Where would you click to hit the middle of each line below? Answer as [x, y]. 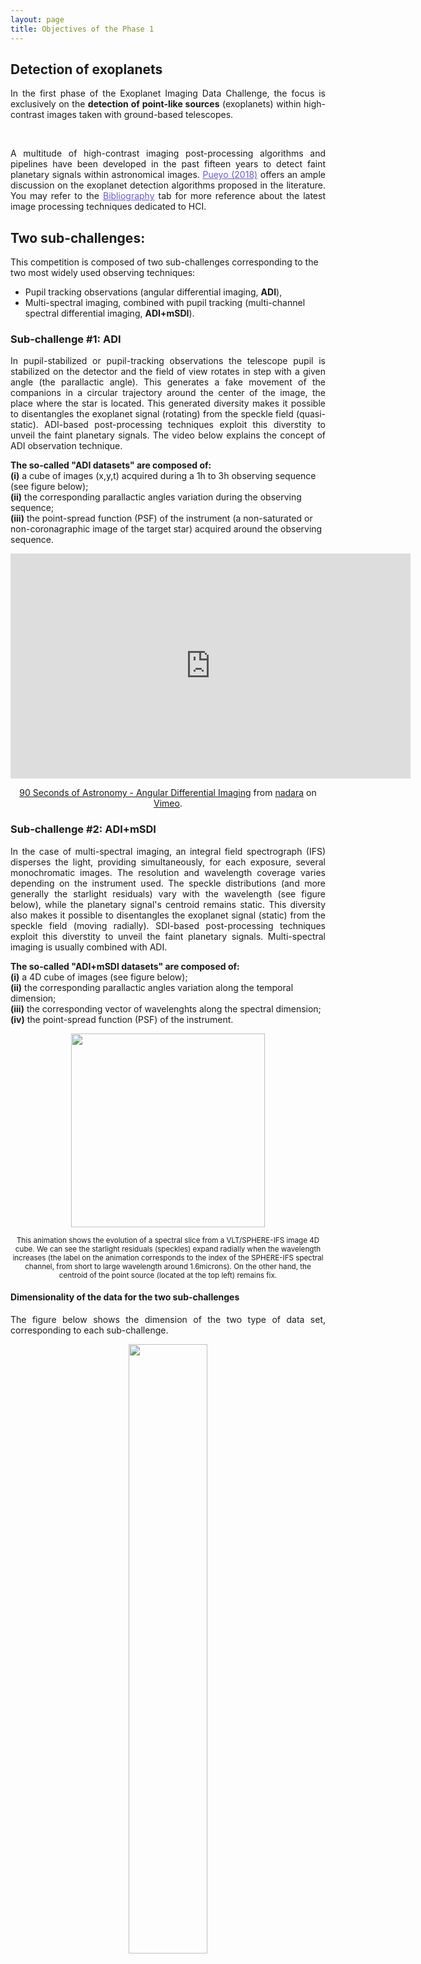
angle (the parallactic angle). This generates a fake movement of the [168, 382]
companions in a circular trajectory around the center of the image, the [168, 393]
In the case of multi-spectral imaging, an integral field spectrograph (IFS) [168, 851]
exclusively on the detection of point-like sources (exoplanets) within [156, 104]
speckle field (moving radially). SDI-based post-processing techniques [168, 925]
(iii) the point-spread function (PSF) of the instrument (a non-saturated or [161, 518]
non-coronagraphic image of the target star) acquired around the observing [166, 529]
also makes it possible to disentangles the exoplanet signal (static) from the [168, 915]
